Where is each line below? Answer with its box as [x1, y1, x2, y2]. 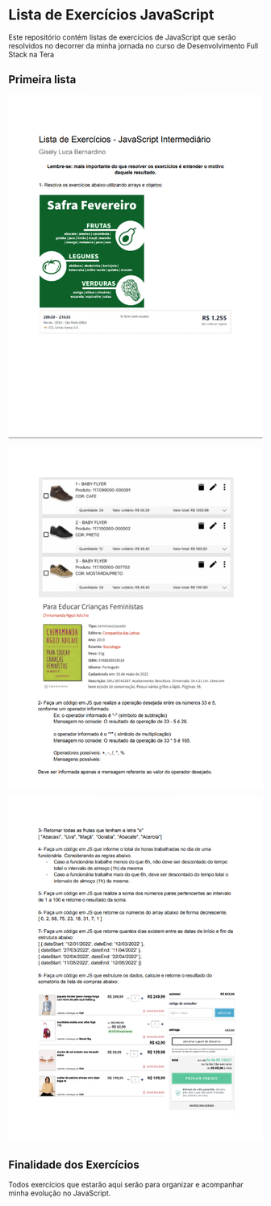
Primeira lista [8, 73, 77, 86]
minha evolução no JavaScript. [8, 1188, 111, 1198]
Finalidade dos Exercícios [8, 1158, 140, 1172]
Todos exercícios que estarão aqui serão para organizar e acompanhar [8, 1179, 244, 1189]
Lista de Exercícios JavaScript [8, 6, 215, 24]
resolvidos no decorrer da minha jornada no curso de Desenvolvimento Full [8, 40, 259, 50]
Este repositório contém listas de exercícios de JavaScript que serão [8, 32, 236, 42]
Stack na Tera [8, 49, 55, 59]
